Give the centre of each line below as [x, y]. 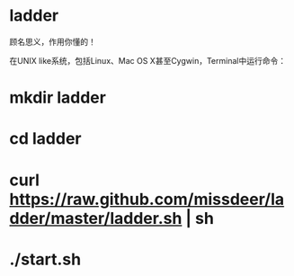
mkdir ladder [58, 98]
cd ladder [45, 139]
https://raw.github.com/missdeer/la [147, 199]
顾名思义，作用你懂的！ [53, 41]
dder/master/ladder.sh [96, 218]
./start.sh [45, 259]
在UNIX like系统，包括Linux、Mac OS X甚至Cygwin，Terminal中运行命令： [147, 60]
